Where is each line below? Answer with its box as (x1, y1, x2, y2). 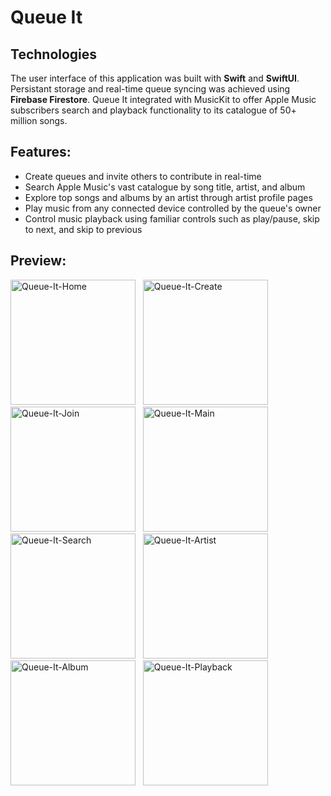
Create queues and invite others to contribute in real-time (24, 170, 262, 182)
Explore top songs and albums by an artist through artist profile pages (24, 191, 313, 203)
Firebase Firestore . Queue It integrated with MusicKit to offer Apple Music (10, 94, 317, 105)
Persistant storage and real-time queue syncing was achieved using (10, 83, 291, 95)
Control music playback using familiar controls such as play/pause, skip (24, 212, 320, 225)
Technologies (10, 46, 98, 63)
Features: (10, 144, 72, 161)
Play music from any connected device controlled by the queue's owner (24, 202, 322, 214)
